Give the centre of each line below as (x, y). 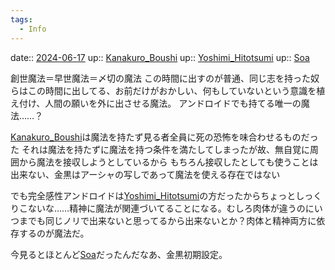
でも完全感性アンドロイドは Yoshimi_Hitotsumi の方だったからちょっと (153, 195)
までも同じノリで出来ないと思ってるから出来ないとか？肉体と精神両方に (167, 220)
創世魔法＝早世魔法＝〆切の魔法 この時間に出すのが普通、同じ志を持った (160, 78)
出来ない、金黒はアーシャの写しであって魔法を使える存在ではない (145, 174)
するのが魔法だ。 (54, 233)
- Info (33, 29)
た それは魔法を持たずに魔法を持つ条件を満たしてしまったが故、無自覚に (160, 149)
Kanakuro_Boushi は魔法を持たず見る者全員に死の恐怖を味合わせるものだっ (164, 137)
